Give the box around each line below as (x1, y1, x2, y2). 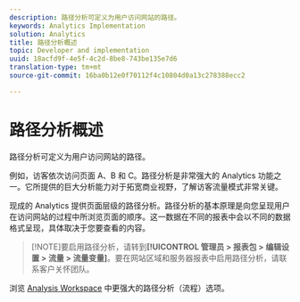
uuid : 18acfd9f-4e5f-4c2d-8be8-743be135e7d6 (9, 54, 178, 63)
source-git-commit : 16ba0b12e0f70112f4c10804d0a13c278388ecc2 (9, 71, 246, 80)
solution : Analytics (9, 29, 87, 38)
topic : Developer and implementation (9, 46, 150, 55)
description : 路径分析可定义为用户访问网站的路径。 (9, 12, 181, 22)
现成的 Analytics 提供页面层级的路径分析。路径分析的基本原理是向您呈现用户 (9, 200, 290, 210)
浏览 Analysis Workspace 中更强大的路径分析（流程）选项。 (9, 282, 229, 293)
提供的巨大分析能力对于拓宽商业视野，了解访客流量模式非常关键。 (39, 181, 283, 192)
